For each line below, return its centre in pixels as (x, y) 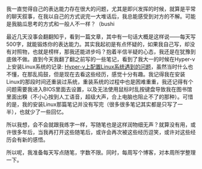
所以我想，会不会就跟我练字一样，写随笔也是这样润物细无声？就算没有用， (98, 124)
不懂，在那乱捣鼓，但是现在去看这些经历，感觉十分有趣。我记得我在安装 (96, 74)
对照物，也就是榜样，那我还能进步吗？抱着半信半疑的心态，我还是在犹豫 (101, 52)
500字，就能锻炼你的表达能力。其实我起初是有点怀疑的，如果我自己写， (95, 44)
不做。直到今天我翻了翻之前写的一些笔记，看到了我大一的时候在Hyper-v (106, 59)
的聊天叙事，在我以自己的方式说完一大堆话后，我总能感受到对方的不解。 (96, 16)
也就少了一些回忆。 (43, 112)
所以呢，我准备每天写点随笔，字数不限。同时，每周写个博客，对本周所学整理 (101, 152)
